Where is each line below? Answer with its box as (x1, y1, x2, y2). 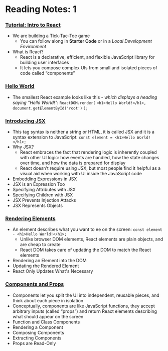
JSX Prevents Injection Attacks (12, 197, 76, 203)
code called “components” (20, 70, 75, 76)
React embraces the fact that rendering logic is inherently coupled (20, 149, 157, 155)
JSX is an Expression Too (12, 181, 65, 187)
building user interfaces (20, 59, 69, 66)
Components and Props (5, 281, 64, 288)
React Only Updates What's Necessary (12, 268, 93, 274)
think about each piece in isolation (12, 297, 84, 303)
